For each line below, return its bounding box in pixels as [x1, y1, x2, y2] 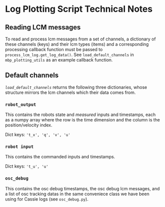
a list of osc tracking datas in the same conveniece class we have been [5, 191, 149, 197]
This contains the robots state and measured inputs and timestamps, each [5, 112, 156, 118]
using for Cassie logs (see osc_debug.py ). [5, 196, 89, 202]
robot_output [5, 102, 36, 107]
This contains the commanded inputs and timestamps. [5, 154, 115, 160]
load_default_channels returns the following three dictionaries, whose [5, 84, 147, 90]
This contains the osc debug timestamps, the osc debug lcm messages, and [5, 185, 160, 191]
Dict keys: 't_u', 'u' [5, 163, 49, 169]
